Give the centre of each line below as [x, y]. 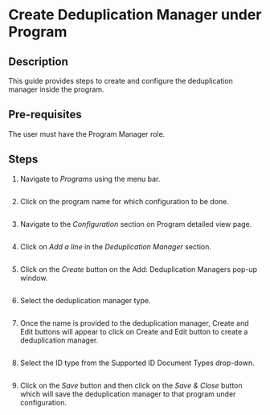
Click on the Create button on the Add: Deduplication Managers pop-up [139, 269]
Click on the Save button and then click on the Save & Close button [131, 385]
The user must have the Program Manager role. [87, 134]
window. [34, 277]
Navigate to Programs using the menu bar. [90, 179]
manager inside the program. [56, 89]
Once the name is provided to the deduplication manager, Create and [134, 323]
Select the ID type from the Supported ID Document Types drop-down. [137, 363]
